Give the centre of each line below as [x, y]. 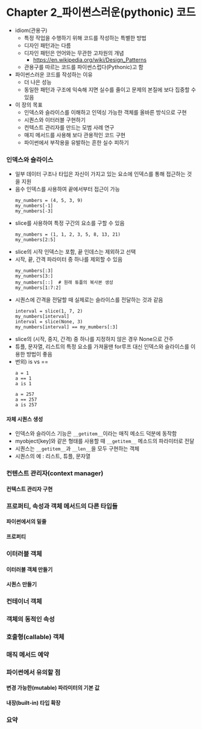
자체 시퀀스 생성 [25, 419]
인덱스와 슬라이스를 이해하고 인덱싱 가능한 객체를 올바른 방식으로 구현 [105, 112]
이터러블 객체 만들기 [30, 569]
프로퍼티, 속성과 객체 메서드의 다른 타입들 [62, 506]
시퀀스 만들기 [22, 585]
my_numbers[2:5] [35, 240]
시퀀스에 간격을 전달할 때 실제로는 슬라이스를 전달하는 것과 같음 [89, 300]
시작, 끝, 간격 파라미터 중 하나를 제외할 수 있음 [69, 259]
